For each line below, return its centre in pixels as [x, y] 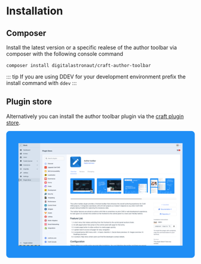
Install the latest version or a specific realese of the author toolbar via [92, 47]
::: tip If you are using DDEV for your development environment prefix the [96, 77]
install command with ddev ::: [42, 83]
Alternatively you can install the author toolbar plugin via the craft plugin [95, 116]
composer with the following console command [65, 54]
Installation [35, 11]
